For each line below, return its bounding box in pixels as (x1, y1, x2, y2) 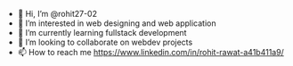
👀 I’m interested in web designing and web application (17, 18, 216, 29)
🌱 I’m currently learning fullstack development (17, 28, 187, 37)
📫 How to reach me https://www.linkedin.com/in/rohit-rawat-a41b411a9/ (17, 47, 285, 57)
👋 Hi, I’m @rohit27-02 (17, 9, 98, 19)
